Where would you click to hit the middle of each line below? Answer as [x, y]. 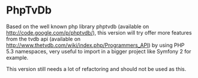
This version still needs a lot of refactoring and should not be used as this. [96, 69]
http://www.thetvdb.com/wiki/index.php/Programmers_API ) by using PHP [95, 45]
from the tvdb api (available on [43, 39]
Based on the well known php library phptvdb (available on [78, 26]
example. [17, 57]
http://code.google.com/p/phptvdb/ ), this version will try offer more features [99, 32]
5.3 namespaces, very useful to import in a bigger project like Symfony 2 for [99, 51]
